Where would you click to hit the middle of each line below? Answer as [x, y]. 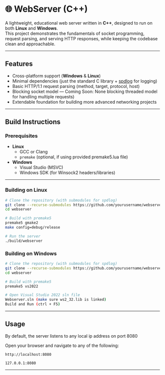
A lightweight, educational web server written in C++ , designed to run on [79, 23]
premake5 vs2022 [22, 286]
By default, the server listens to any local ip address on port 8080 [71, 336]
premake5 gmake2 [22, 223]
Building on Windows [31, 253]
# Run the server [23, 236]
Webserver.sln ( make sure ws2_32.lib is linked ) [56, 300]
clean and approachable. [30, 44]
